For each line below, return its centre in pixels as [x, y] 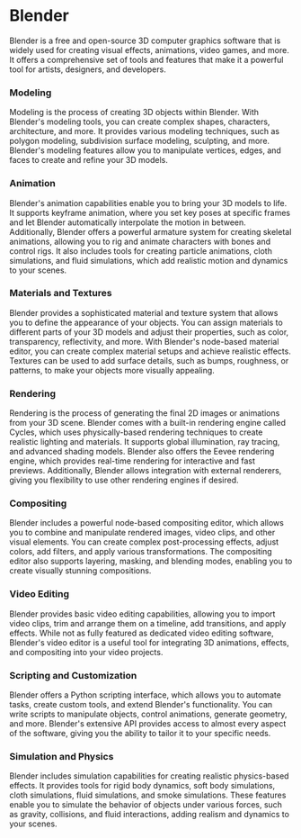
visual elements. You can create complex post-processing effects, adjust [144, 542]
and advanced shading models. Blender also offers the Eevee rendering [142, 452]
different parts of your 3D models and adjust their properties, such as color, [149, 332]
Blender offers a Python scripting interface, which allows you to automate [145, 695]
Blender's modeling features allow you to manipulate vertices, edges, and [145, 150]
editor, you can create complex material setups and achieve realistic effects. [150, 351]
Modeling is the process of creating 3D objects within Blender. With [134, 113]
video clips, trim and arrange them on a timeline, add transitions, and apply [148, 623]
